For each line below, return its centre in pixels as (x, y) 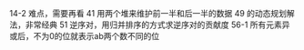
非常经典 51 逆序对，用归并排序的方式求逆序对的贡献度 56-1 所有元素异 (157, 25)
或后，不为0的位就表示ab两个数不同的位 (85, 36)
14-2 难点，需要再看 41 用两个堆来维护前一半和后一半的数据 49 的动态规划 (148, 13)
